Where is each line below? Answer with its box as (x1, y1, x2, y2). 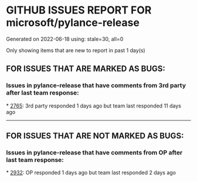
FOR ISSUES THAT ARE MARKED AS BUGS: (6, 64, 166, 74)
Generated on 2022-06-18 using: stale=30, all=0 (6, 35, 124, 42)
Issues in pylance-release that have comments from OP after (6, 148, 183, 156)
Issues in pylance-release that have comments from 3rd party (6, 82, 186, 90)
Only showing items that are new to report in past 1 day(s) (6, 46, 145, 53)
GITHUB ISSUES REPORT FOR (6, 4, 152, 17)
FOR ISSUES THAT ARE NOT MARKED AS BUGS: (6, 131, 184, 141)
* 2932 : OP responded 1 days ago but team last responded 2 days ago (6, 169, 176, 176)
